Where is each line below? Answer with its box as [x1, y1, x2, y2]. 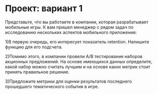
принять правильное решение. [5, 69, 70, 75]
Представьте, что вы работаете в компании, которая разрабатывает [5, 19, 149, 25]
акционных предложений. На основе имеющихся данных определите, [5, 58, 153, 64]
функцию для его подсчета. [5, 44, 63, 50]
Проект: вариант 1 [5, 3, 83, 14]
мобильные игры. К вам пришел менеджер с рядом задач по [5, 24, 134, 30]
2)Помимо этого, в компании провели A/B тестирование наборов [5, 53, 143, 59]
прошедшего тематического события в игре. [5, 83, 99, 89]
